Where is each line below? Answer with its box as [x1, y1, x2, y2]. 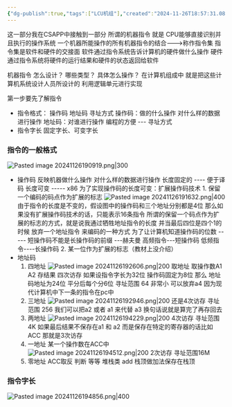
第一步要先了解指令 [7, 94, 62, 102]
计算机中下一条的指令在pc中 [33, 288, 114, 296]
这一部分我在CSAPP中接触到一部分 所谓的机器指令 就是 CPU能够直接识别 [7, 30, 216, 38]
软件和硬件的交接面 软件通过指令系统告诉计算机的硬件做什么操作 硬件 [25, 47, 223, 55]
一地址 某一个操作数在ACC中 [27, 340, 109, 348]
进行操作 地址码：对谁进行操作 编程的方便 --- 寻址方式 [17, 117, 172, 125]
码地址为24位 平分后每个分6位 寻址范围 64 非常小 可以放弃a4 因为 [27, 279, 216, 287]
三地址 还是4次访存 [27, 296, 206, 305]
